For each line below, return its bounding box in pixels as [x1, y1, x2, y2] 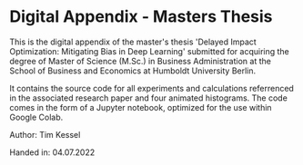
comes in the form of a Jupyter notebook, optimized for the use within [9, 102, 272, 112]
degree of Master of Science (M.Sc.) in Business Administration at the [9, 55, 271, 66]
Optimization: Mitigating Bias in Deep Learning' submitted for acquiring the [9, 45, 289, 56]
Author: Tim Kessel [9, 129, 81, 140]
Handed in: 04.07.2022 [9, 147, 96, 158]
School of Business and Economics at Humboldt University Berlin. [9, 65, 257, 76]
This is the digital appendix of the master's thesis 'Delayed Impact [9, 36, 257, 47]
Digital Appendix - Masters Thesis [9, 6, 273, 27]
